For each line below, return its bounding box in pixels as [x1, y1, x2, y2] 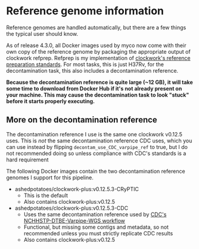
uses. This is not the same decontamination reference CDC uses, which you [6, 137, 192, 144]
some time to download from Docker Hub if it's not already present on [6, 85, 182, 92]
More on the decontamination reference [6, 115, 158, 125]
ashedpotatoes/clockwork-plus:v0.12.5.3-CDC [14, 204, 129, 211]
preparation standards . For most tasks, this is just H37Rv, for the [6, 61, 164, 68]
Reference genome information [6, 4, 164, 18]
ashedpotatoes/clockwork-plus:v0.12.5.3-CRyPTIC [14, 185, 139, 192]
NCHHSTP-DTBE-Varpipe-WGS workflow [23, 217, 125, 224]
